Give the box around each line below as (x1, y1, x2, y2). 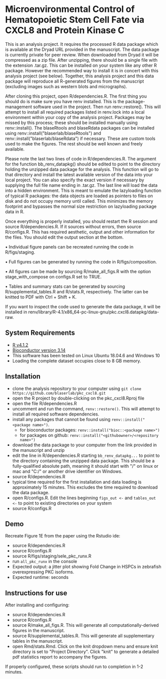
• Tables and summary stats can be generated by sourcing (5, 283, 125, 289)
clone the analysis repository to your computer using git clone (12, 385, 142, 392)
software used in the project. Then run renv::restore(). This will (33, 104, 161, 110)
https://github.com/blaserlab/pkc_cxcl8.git (12, 391, 106, 396)
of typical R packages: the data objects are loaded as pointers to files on (5, 193, 153, 199)
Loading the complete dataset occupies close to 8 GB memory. (12, 358, 141, 364)
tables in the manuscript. (12, 638, 63, 644)
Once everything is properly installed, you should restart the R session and (5, 218, 158, 224)
